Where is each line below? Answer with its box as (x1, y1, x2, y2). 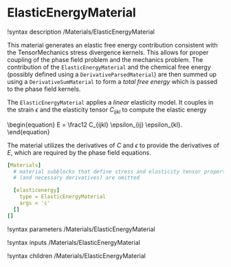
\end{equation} (7, 127, 50, 136)
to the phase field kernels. (7, 85, 81, 93)
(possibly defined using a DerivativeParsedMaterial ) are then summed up (7, 70, 217, 78)
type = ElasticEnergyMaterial (19, 193, 107, 200)
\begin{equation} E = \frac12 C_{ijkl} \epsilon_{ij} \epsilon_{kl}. (7, 120, 183, 129)
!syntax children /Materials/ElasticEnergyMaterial (7, 251, 146, 259)
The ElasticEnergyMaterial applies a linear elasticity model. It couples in (7, 98, 214, 106)
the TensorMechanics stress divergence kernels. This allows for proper (7, 48, 209, 56)
